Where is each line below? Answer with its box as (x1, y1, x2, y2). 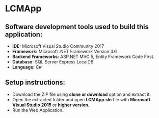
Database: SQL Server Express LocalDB (12, 59, 94, 64)
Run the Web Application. (12, 107, 64, 113)
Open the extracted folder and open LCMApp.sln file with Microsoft (12, 96, 151, 102)
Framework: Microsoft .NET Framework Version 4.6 (12, 49, 117, 54)
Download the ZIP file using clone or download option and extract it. (12, 91, 151, 97)
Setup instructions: (5, 78, 65, 87)
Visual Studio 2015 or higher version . (12, 102, 90, 108)
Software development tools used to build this (5, 23, 149, 31)
